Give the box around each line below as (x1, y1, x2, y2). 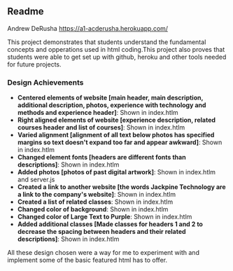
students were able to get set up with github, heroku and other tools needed (7, 53, 227, 61)
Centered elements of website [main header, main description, (17, 94, 204, 102)
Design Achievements (7, 77, 84, 87)
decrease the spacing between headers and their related (17, 228, 187, 236)
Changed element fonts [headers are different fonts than (17, 153, 187, 162)
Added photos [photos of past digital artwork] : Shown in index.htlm (17, 168, 216, 176)
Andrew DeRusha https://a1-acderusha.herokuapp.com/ (7, 24, 169, 32)
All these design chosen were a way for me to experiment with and (7, 249, 199, 257)
